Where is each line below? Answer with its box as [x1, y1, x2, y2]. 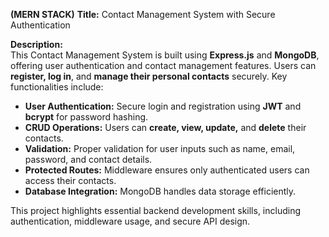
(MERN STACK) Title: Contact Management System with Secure [10, 9, 276, 20]
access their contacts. [24, 175, 117, 186]
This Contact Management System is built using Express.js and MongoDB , [10, 49, 320, 61]
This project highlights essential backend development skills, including [10, 205, 302, 216]
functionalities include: [10, 81, 104, 93]
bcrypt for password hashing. [24, 111, 149, 123]
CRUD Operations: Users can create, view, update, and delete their [24, 122, 307, 133]
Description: [10, 39, 63, 50]
